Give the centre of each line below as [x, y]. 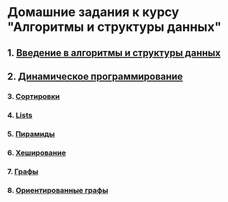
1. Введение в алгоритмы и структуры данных [114, 53]
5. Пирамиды [31, 134]
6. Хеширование [37, 152]
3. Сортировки [34, 96]
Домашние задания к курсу [93, 12]
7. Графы [23, 171]
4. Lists [20, 115]
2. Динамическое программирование [95, 77]
